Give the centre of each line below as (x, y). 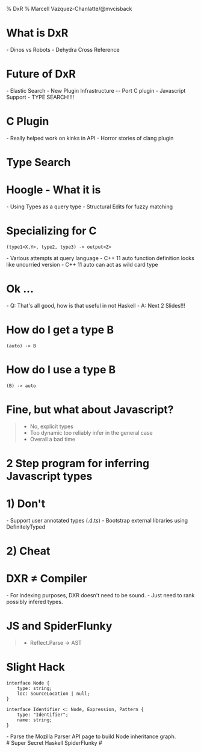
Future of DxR (41, 74)
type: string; (35, 688)
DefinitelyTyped (26, 527)
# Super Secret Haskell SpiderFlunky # (54, 742)
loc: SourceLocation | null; (54, 694)
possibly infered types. (35, 601)
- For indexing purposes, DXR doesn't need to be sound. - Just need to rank (100, 595)
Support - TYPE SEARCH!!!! (40, 97)
